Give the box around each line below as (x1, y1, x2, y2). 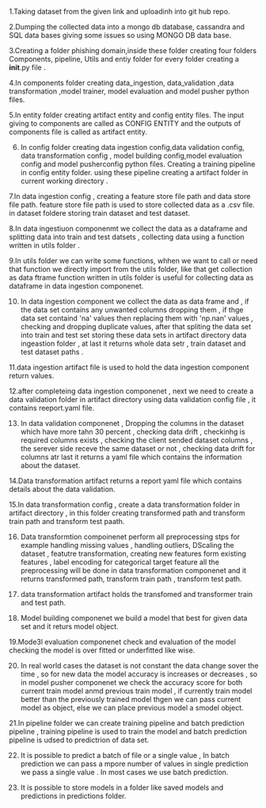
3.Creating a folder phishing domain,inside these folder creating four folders (9, 46, 256, 55)
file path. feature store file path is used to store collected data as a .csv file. (9, 200, 256, 209)
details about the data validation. (9, 484, 116, 494)
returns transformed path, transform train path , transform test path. (20, 574, 242, 584)
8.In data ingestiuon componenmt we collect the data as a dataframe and (9, 224, 248, 233)
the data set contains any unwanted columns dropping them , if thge (20, 305, 244, 314)
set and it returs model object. (20, 622, 119, 631)
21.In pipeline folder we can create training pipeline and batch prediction (9, 718, 245, 728)
